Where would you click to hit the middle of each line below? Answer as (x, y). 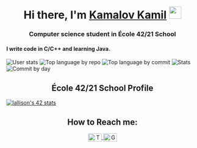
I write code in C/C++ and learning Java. (59, 48)
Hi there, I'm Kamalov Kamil (95, 15)
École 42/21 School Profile (102, 88)
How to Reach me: (102, 122)
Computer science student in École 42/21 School (102, 34)
